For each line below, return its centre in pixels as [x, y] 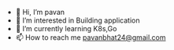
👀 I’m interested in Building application [78, 20]
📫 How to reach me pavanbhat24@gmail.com [91, 37]
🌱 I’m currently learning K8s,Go [66, 29]
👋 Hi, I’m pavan [40, 12]
